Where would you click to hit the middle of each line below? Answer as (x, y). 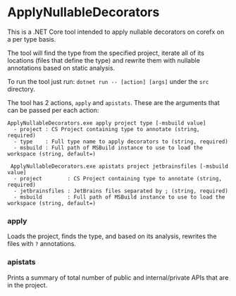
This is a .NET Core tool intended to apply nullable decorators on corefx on (116, 32)
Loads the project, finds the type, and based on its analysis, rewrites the (112, 236)
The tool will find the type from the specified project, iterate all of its (106, 53)
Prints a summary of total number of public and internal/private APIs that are (118, 277)
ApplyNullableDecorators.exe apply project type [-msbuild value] (107, 123)
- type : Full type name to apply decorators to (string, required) (121, 142)
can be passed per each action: (53, 110)
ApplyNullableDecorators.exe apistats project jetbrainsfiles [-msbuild (119, 166)
